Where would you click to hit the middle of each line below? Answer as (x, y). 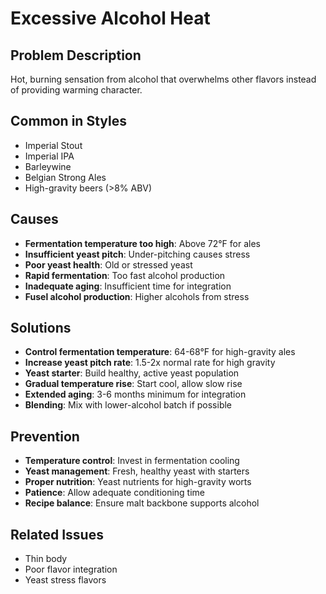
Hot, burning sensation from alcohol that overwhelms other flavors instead (163, 79)
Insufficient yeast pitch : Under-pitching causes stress (137, 254)
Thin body (46, 559)
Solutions (41, 328)
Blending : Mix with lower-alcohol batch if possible (128, 405)
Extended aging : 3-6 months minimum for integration (135, 394)
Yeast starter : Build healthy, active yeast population (132, 373)
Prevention (45, 436)
